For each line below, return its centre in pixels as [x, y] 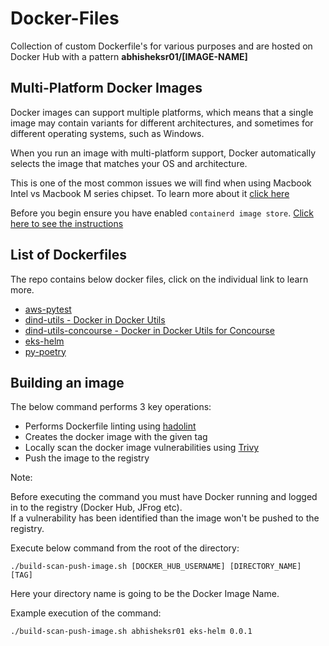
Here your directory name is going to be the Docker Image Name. [145, 594]
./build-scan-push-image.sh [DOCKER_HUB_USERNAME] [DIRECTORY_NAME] [156, 567]
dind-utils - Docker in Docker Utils [95, 319]
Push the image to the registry [87, 458]
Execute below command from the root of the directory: [125, 548]
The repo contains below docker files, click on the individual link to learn [159, 279]
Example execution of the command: [86, 613]
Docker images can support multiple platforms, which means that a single [162, 112]
